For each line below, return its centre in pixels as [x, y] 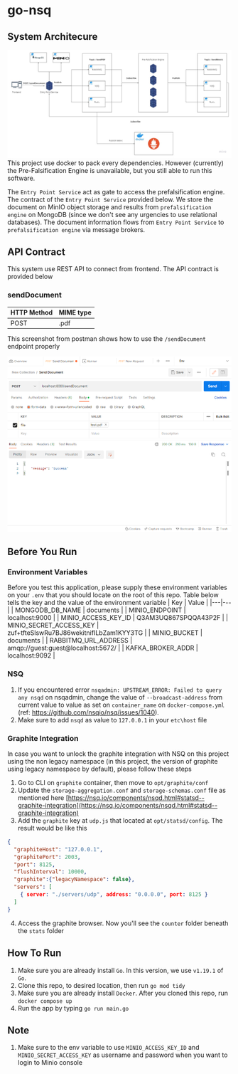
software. [21, 178]
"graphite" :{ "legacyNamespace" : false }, [74, 880]
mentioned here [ [43, 797]
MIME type [75, 312]
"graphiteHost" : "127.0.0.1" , [58, 849]
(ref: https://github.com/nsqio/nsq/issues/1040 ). [88, 712]
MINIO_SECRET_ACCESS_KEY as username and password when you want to [123, 1055]
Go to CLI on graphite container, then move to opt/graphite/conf [113, 782]
